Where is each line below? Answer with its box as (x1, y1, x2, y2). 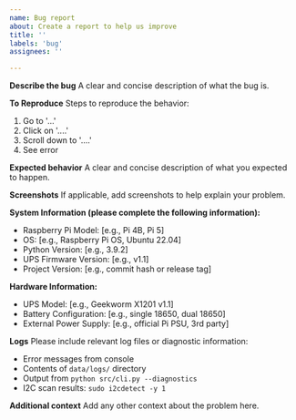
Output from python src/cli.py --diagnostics (22, 373, 198, 384)
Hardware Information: (9, 282, 97, 292)
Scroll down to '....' (22, 135, 93, 146)
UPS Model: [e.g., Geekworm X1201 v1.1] (22, 299, 175, 310)
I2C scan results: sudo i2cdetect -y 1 (22, 383, 167, 394)
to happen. (9, 172, 50, 183)
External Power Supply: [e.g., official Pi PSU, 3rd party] (22, 318, 230, 329)
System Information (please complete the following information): (9, 207, 261, 219)
